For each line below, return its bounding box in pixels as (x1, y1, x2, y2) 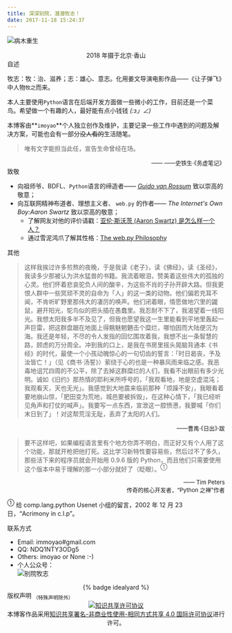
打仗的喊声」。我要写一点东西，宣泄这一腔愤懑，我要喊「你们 (48, 401, 221, 409)
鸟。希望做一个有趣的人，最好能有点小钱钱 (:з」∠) (7, 106, 152, 115)
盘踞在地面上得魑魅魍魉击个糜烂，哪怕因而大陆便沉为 (66, 323, 218, 331)
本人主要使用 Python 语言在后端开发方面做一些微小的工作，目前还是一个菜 (7, 97, 213, 106)
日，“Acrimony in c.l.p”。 (7, 509, 79, 518)
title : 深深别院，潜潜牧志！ (7, 10, 81, 17)
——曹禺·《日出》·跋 (176, 424, 225, 432)
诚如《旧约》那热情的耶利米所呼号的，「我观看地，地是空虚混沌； (36, 375, 221, 383)
